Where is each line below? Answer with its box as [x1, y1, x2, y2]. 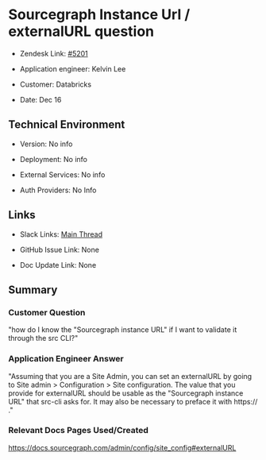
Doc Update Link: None [19, 260, 97, 269]
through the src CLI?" [8, 334, 79, 343]
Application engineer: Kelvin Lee [19, 64, 126, 73]
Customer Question [8, 307, 86, 318]
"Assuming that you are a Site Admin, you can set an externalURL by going [8, 371, 253, 381]
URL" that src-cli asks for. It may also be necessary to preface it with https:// [8, 396, 258, 406]
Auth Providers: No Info [19, 185, 97, 195]
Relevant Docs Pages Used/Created [8, 425, 149, 436]
